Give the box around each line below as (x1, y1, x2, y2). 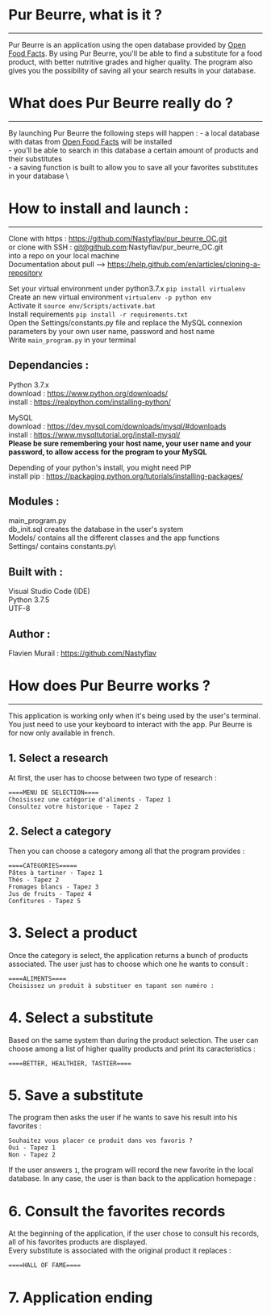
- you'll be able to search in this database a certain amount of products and (8, 145, 259, 155)
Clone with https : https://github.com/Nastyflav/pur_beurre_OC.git (8, 233, 227, 243)
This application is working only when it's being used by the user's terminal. (8, 711, 261, 720)
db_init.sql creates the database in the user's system (8, 525, 184, 534)
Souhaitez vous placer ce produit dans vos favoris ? (8, 1136, 194, 1145)
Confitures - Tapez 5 (8, 897, 81, 905)
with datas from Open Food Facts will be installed (8, 136, 173, 146)
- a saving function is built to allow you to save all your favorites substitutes (8, 162, 259, 172)
